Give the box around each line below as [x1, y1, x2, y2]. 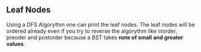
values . [6, 40, 26, 47]
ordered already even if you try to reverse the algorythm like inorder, [6, 27, 177, 34]
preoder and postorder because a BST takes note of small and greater [6, 33, 183, 41]
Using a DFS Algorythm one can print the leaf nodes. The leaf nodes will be [6, 21, 196, 28]
